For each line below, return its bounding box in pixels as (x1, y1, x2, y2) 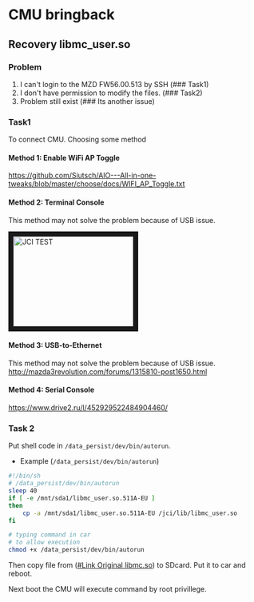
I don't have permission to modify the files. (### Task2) (19, 88, 203, 98)
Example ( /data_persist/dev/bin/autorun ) (19, 456, 160, 466)
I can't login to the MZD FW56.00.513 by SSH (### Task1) (19, 79, 209, 89)
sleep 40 (8, 487, 38, 495)
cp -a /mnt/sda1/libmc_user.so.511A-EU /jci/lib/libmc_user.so (22, 509, 238, 517)
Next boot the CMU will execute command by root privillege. (8, 584, 207, 594)
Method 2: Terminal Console (8, 197, 105, 207)
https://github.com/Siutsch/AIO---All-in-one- (8, 170, 157, 181)
